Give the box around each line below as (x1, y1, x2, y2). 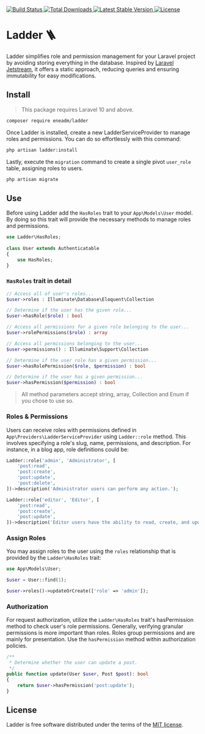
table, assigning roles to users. (6, 165, 84, 172)
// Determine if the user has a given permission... (6, 374, 143, 380)
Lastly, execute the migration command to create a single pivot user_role (6, 158, 191, 165)
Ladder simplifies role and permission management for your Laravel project (6, 52, 195, 60)
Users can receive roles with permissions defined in (6, 426, 137, 433)
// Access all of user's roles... (6, 290, 95, 297)
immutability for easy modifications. (6, 72, 96, 79)
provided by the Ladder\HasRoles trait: (6, 554, 102, 561)
